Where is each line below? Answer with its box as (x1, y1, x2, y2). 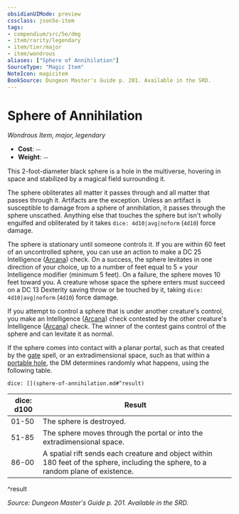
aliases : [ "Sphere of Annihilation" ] (7, 57, 119, 64)
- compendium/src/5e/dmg (7, 30, 81, 38)
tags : (7, 24, 23, 31)
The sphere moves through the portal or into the (42, 428, 203, 438)
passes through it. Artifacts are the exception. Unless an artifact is (7, 196, 201, 205)
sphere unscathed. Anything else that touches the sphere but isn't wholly (7, 211, 222, 220)
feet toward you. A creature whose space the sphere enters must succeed (7, 278, 225, 287)
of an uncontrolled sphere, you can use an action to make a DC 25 (7, 247, 201, 257)
